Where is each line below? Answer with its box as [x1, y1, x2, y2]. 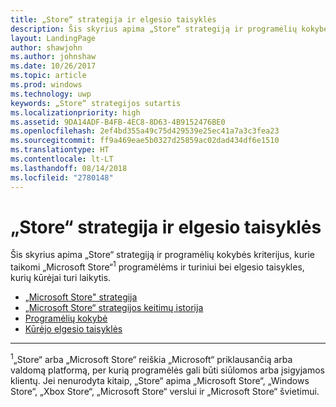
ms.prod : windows [10, 80, 83, 90]
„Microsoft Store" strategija [24, 291, 138, 303]
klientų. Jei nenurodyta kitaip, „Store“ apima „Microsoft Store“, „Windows [10, 374, 310, 386]
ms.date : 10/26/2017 [10, 61, 97, 71]
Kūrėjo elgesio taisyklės [24, 323, 123, 335]
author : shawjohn [10, 42, 83, 53]
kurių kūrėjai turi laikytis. [10, 272, 112, 284]
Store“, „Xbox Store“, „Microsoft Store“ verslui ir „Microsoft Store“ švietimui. [10, 385, 320, 397]
